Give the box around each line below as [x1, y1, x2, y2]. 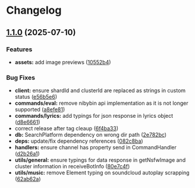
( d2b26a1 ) [14, 150, 40, 158]
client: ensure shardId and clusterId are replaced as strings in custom [14, 87, 186, 94]
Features [6, 45, 33, 54]
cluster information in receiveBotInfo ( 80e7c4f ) [14, 163, 130, 170]
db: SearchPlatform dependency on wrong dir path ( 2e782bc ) [14, 131, 167, 139]
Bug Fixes [6, 73, 36, 82]
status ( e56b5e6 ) [14, 93, 58, 101]
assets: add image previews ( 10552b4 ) [14, 58, 111, 65]
